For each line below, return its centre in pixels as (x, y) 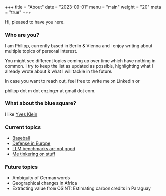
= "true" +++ (18, 12)
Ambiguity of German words (41, 178)
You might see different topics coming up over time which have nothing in (80, 61)
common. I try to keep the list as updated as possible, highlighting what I (79, 66)
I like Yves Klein (21, 114)
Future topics (22, 167)
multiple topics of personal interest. (41, 51)
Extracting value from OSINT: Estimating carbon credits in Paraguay (82, 188)
